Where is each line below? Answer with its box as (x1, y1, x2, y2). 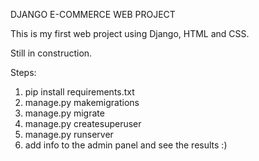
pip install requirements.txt (24, 86, 135, 98)
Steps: (10, 67, 37, 78)
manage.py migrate (24, 107, 105, 119)
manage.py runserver (24, 129, 114, 140)
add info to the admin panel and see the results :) (24, 139, 228, 151)
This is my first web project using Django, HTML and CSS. (10, 28, 250, 39)
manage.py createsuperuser (24, 118, 142, 129)
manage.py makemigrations (24, 97, 140, 108)
